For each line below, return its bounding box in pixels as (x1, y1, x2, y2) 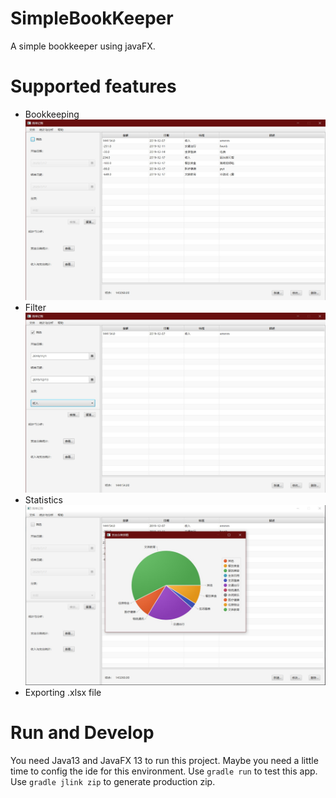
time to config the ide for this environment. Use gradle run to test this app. (10, 765, 318, 777)
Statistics (24, 494, 64, 506)
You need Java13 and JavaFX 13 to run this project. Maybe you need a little (10, 755, 319, 767)
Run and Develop (10, 722, 155, 744)
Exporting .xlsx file (24, 687, 102, 699)
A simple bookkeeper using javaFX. (10, 40, 156, 52)
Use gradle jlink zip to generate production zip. (10, 776, 216, 788)
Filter (24, 301, 47, 313)
